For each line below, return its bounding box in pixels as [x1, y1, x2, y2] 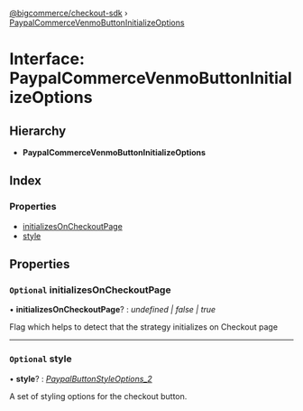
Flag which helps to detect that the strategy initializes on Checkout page [9, 322, 278, 332]
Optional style [9, 352, 72, 365]
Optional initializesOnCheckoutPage [9, 284, 171, 296]
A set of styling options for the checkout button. [9, 390, 188, 401]
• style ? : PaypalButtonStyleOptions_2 [9, 373, 153, 384]
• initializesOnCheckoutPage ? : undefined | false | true [9, 304, 216, 315]
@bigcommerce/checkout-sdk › [9, 8, 128, 18]
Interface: [9, 49, 86, 70]
